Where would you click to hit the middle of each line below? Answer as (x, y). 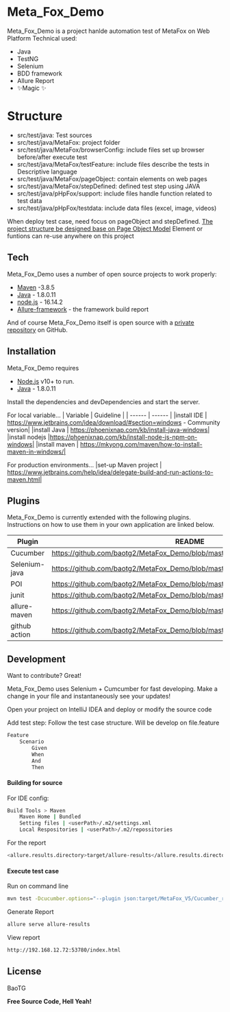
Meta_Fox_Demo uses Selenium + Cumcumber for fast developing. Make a (112, 689)
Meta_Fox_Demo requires (43, 368)
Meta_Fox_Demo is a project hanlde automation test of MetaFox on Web (108, 31)
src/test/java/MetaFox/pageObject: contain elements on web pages (112, 178)
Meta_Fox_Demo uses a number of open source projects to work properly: (112, 274)
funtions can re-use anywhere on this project (71, 236)
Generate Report (30, 912)
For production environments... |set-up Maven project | (85, 464)
